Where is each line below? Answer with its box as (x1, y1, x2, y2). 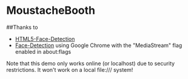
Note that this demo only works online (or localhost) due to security (6, 60, 175, 67)
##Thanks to (6, 24, 38, 31)
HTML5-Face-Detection (15, 35, 75, 42)
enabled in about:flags (15, 48, 72, 55)
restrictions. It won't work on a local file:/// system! (6, 66, 133, 73)
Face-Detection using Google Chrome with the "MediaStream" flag (15, 42, 183, 49)
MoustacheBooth (6, 4, 96, 17)
